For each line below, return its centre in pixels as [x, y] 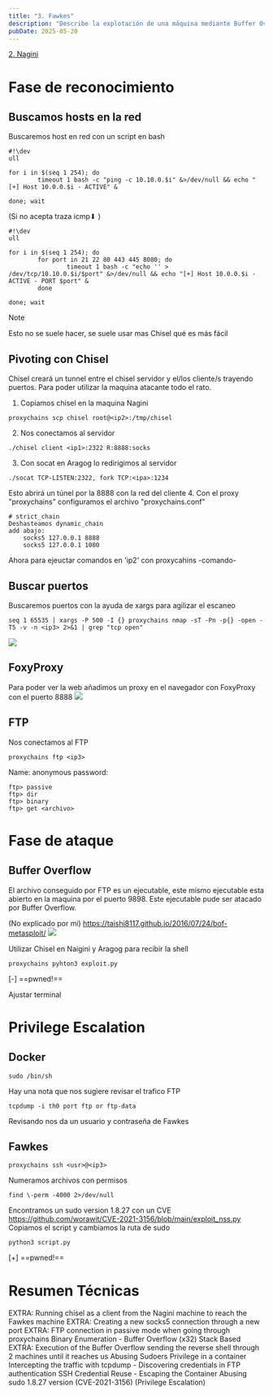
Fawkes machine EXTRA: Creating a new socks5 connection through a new [134, 1322]
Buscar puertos [48, 586]
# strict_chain [34, 517]
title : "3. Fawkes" [41, 16]
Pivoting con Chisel [58, 359]
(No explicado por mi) [45, 923]
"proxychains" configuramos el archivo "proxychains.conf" [107, 502]
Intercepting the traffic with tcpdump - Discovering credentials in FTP [125, 1365]
